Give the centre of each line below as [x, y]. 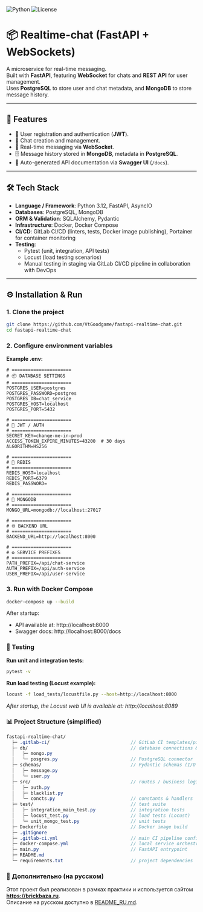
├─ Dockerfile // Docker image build [100, 827]
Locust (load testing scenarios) [63, 257]
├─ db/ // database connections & [105, 748]
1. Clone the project [35, 312]
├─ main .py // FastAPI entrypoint [100, 850]
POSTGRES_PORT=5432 [31, 409]
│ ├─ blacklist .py [37, 793]
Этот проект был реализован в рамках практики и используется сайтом [100, 890]
